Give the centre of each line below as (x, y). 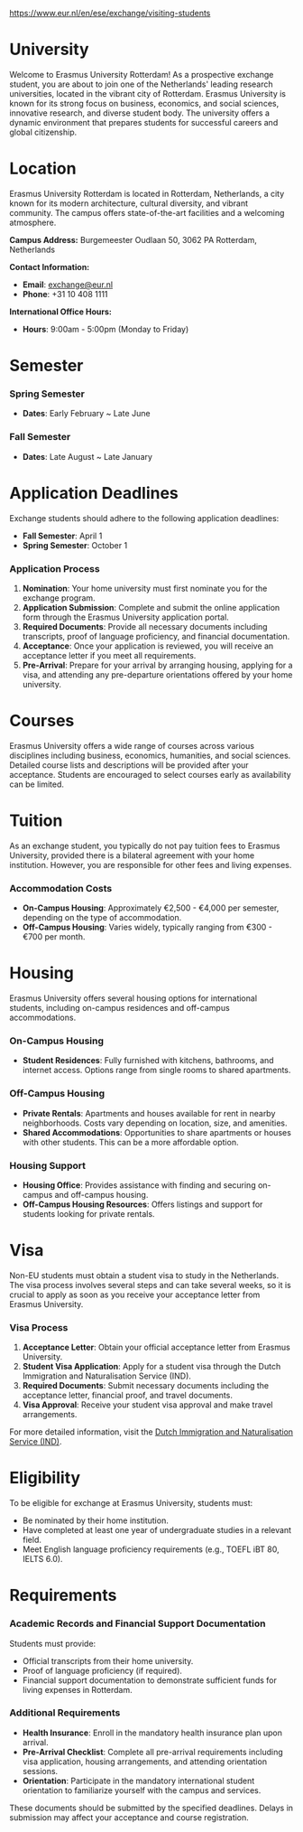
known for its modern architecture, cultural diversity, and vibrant (129, 203)
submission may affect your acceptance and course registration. (129, 1817)
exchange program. (59, 598)
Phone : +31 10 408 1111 (65, 294)
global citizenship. (43, 132)
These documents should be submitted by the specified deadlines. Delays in (151, 1808)
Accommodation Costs (61, 888)
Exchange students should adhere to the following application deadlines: (144, 518)
